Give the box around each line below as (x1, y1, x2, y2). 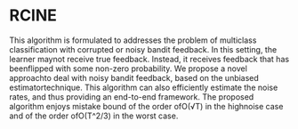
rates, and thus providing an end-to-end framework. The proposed (9, 91, 254, 102)
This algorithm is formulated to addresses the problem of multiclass (9, 35, 257, 45)
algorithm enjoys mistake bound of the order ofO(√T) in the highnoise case (9, 101, 284, 111)
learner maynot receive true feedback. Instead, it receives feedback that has (9, 53, 290, 64)
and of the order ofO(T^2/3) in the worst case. (9, 110, 179, 121)
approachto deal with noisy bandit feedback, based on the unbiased (9, 72, 260, 83)
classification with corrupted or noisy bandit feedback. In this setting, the (9, 44, 278, 54)
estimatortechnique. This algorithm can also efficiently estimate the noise (9, 82, 278, 93)
